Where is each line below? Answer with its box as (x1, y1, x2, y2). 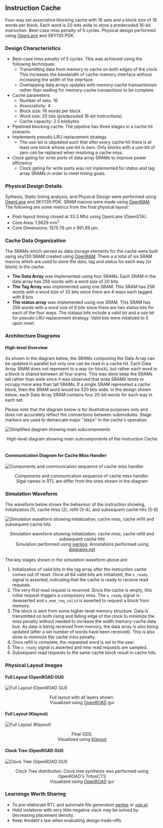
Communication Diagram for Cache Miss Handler (5, 453, 107, 459)
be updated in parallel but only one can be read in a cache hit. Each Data (5, 361, 151, 366)
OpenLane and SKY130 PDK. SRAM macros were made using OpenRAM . (5, 199, 151, 205)
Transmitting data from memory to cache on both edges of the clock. (19, 66, 159, 73)
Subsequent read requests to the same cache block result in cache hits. (12, 649, 157, 656)
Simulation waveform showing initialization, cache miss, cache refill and (9, 531, 155, 536)
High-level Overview (5, 344, 48, 350)
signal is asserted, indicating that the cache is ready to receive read (12, 577, 149, 583)
